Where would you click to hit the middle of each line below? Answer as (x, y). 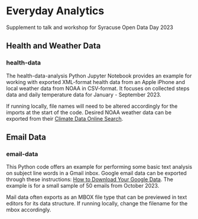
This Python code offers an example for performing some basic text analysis (99, 167)
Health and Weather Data (53, 46)
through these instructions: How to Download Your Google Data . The (90, 179)
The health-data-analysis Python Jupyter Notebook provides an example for (99, 76)
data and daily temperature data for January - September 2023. (84, 94)
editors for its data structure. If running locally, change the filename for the (97, 204)
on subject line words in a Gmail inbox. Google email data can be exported (97, 173)
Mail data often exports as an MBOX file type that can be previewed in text (97, 197)
